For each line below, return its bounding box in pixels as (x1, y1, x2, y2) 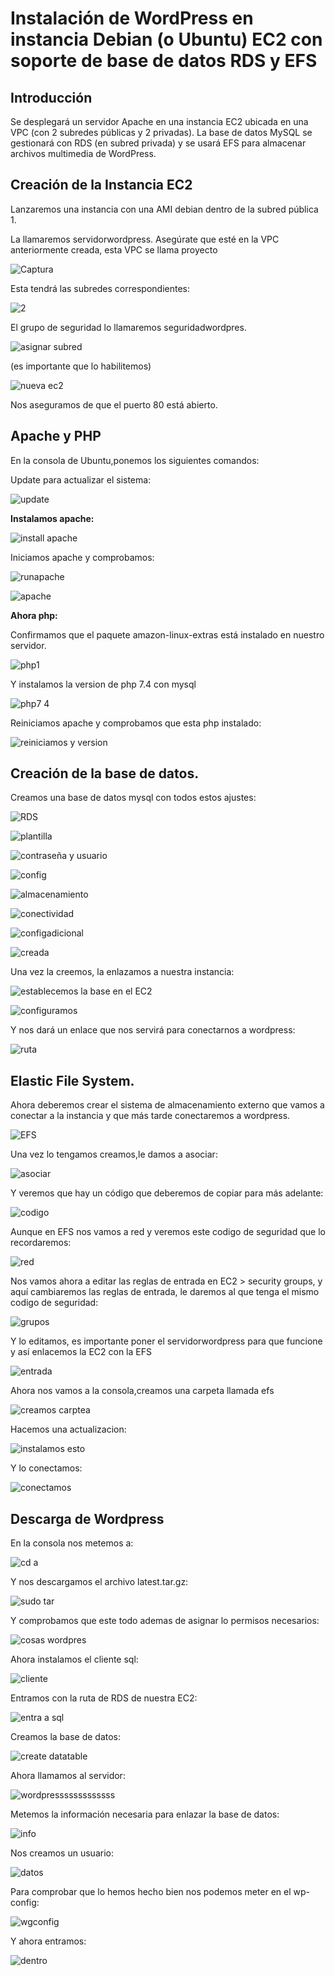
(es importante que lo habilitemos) (10, 360, 152, 372)
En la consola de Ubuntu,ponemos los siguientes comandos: (10, 454, 260, 466)
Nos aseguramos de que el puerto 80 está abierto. (10, 398, 218, 411)
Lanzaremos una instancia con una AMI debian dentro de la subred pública (10, 203, 319, 215)
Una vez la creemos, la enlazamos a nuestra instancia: (10, 966, 235, 978)
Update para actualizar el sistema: (10, 473, 152, 486)
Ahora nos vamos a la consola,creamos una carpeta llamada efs (10, 1385, 275, 1397)
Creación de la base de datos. (10, 765, 200, 782)
